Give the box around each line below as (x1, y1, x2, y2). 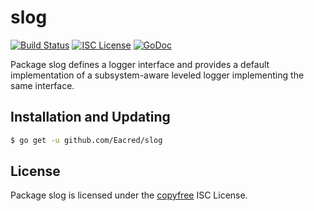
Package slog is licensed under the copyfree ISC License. (10, 189, 248, 201)
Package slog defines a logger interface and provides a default (10, 58, 270, 70)
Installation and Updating (10, 109, 171, 126)
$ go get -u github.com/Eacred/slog (10, 135, 163, 145)
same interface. (10, 79, 75, 91)
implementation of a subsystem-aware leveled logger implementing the (10, 69, 305, 81)
